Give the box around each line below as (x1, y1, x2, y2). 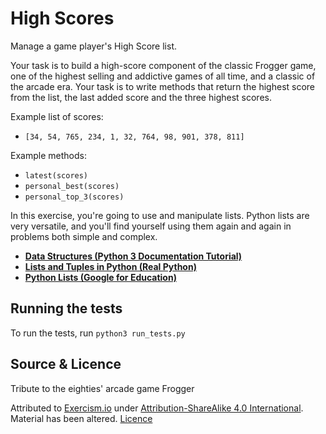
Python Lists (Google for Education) (24, 271, 177, 283)
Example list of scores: (10, 110, 104, 122)
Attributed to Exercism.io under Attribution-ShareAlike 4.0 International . (10, 402, 304, 414)
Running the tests (10, 300, 123, 317)
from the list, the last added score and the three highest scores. (10, 91, 272, 103)
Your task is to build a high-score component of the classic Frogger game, (10, 59, 317, 71)
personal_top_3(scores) (24, 192, 125, 202)
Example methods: (10, 149, 87, 161)
